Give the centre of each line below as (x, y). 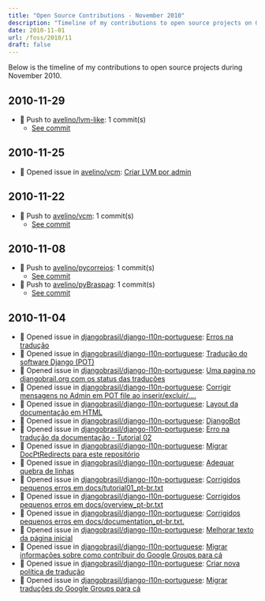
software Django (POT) (57, 362)
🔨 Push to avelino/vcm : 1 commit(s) (77, 216)
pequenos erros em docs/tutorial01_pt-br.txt (91, 488)
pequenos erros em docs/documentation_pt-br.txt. (102, 521)
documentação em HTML (61, 412)
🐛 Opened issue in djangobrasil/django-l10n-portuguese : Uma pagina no (138, 370)
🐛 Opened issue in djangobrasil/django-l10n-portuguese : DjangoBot (130, 421)
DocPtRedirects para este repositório (80, 454)
